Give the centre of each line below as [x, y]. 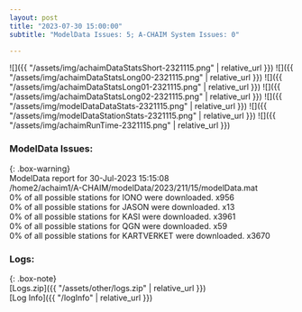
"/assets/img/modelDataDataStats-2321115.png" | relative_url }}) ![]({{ [138, 106]
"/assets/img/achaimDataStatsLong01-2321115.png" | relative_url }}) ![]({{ [145, 87]
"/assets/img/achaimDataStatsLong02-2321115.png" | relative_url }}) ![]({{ [146, 96]
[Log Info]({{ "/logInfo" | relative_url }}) [81, 298]
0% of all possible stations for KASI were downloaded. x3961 [123, 216]
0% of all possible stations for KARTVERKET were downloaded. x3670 [140, 235]
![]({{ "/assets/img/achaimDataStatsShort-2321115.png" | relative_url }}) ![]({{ [151, 68]
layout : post [34, 18]
